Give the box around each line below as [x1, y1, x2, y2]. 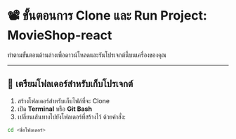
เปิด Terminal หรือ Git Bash [17, 105, 93, 113]
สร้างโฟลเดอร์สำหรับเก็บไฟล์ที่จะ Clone [17, 96, 110, 105]
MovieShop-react [7, 27, 112, 44]
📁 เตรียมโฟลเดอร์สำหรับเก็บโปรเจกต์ [7, 78, 133, 90]
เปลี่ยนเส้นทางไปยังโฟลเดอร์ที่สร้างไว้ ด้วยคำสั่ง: [17, 112, 126, 121]
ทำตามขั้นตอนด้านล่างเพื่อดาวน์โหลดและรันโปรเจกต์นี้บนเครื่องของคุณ [7, 51, 166, 59]
